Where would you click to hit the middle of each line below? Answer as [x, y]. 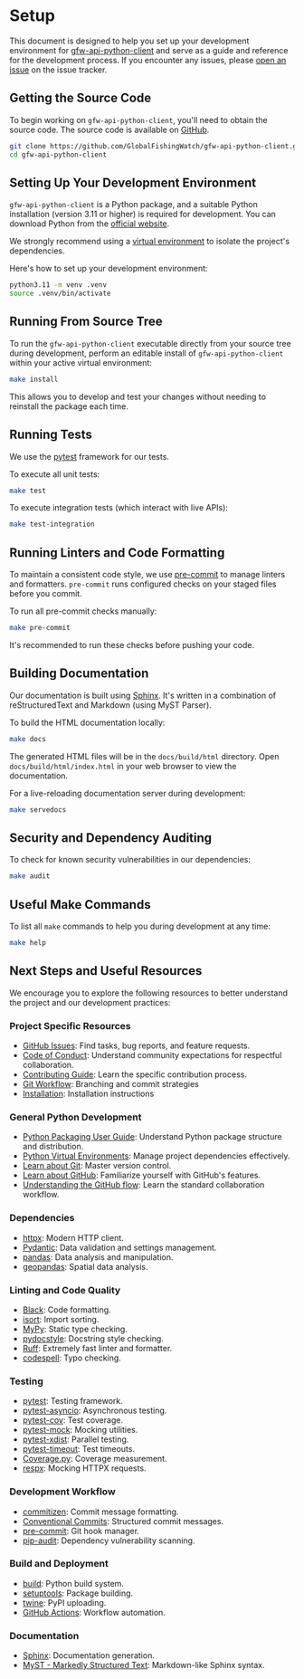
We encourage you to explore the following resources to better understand [148, 993]
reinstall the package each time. [69, 406]
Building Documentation [79, 674]
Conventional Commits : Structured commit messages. [123, 1521]
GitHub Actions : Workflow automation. [94, 1612]
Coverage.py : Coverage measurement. [95, 1459]
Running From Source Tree [86, 322]
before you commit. [46, 594]
